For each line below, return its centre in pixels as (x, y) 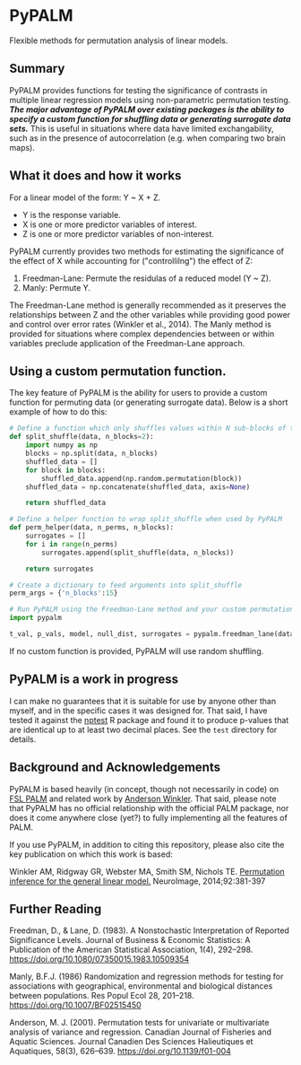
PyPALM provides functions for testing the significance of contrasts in (138, 90)
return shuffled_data (65, 503)
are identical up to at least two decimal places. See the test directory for (143, 729)
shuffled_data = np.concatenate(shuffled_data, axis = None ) (138, 487)
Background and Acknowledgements (115, 768)
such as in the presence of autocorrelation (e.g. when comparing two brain (148, 138)
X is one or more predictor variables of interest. (109, 224)
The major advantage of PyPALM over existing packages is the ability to (147, 109)
